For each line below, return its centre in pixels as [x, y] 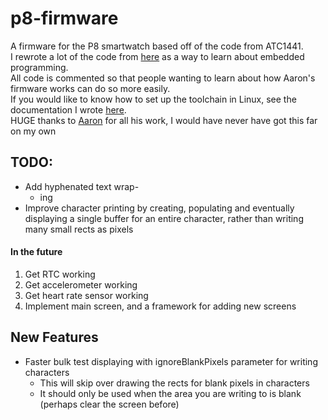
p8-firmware [64, 18]
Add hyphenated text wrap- [82, 186]
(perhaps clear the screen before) [109, 404]
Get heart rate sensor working [86, 295]
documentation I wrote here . [68, 109]
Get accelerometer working [81, 284]
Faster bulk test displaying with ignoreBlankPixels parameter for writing [171, 361]
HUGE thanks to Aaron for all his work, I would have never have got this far [164, 120]
